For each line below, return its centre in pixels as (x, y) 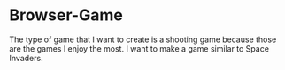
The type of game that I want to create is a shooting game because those (143, 39)
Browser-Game (66, 15)
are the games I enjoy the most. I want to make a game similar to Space (139, 48)
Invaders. (26, 58)
